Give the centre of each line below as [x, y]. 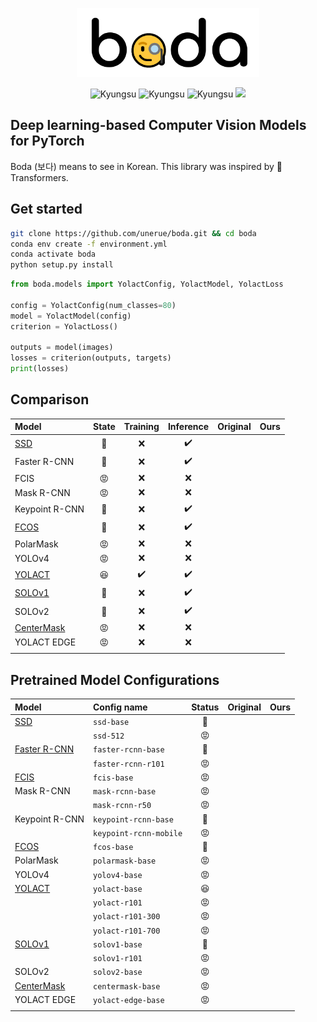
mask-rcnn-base [125, 792]
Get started [46, 209]
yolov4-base [118, 875]
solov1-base [118, 944]
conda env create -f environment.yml [89, 244]
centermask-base [127, 986]
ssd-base [111, 722]
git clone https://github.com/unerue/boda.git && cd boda [133, 233]
